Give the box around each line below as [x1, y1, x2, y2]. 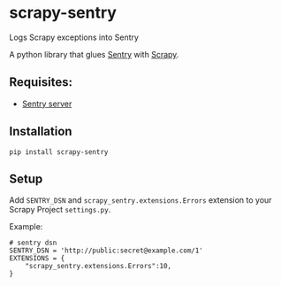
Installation [9, 124, 72, 139]
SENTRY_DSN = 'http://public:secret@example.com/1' [9, 246, 203, 255]
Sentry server [21, 98, 72, 109]
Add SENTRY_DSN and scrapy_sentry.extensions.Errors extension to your [9, 195, 272, 205]
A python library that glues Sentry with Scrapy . [9, 49, 179, 59]
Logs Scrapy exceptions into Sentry [9, 32, 140, 43]
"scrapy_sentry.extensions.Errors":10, [25, 262, 172, 271]
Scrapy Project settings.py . [9, 205, 111, 215]
